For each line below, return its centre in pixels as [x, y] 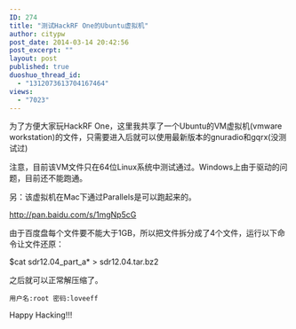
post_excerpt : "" [41, 51]
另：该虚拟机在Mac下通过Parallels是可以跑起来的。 [103, 197]
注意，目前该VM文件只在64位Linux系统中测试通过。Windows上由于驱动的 [144, 167]
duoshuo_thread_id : [45, 75]
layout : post [33, 59]
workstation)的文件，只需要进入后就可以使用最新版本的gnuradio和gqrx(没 [144, 137]
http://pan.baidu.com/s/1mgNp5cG [73, 215]
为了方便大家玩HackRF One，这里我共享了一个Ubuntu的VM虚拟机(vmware [146, 126]
